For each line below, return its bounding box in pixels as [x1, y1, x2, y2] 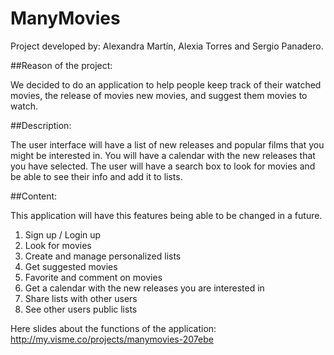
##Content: [10, 190, 58, 202]
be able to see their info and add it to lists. [10, 170, 183, 182]
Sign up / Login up [24, 228, 102, 241]
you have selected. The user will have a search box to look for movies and [10, 160, 316, 172]
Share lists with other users [24, 292, 138, 304]
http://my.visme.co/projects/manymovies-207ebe [10, 333, 214, 345]
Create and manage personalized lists [24, 250, 182, 262]
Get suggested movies [24, 260, 118, 272]
